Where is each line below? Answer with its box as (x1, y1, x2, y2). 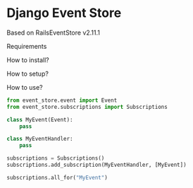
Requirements (6, 42, 47, 50)
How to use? (6, 83, 43, 91)
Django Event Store (6, 5, 122, 21)
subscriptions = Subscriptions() (6, 155, 105, 162)
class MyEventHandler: (6, 136, 73, 143)
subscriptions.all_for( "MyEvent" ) (6, 174, 108, 181)
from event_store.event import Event (6, 97, 118, 104)
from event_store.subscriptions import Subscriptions (6, 103, 168, 110)
